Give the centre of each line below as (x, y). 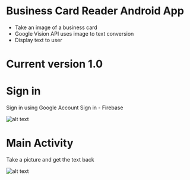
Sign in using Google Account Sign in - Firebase (65, 108)
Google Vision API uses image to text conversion (74, 33)
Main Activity (40, 143)
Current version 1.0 (54, 64)
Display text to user (38, 40)
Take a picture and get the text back (50, 160)
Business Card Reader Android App (95, 11)
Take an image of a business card (56, 27)
